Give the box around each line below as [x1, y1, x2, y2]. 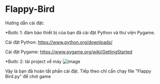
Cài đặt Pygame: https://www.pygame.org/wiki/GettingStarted [5, 49, 133, 55]
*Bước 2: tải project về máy [5, 58, 62, 64]
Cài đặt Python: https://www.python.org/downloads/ [5, 39, 113, 45]
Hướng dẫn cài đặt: [5, 20, 44, 26]
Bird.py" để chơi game [5, 73, 51, 79]
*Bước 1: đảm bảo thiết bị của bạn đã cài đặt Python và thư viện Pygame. [5, 29, 156, 35]
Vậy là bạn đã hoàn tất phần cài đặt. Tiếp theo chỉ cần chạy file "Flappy [5, 68, 152, 74]
